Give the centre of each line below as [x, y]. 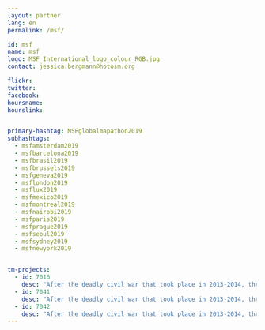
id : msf [20, 44]
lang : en [22, 23]
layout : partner [34, 15]
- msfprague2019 [41, 227]
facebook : [24, 96]
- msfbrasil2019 [41, 160]
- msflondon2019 [41, 182]
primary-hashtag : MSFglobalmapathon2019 [75, 131]
